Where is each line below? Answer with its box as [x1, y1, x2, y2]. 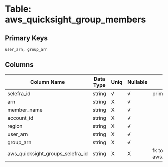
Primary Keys [5, 34, 48, 42]
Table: [5, 3, 32, 15]
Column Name [30, 78, 65, 85]
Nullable [127, 78, 148, 85]
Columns [5, 61, 34, 69]
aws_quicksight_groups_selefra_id [7, 150, 88, 157]
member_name [7, 106, 43, 113]
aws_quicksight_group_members [5, 14, 146, 25]
